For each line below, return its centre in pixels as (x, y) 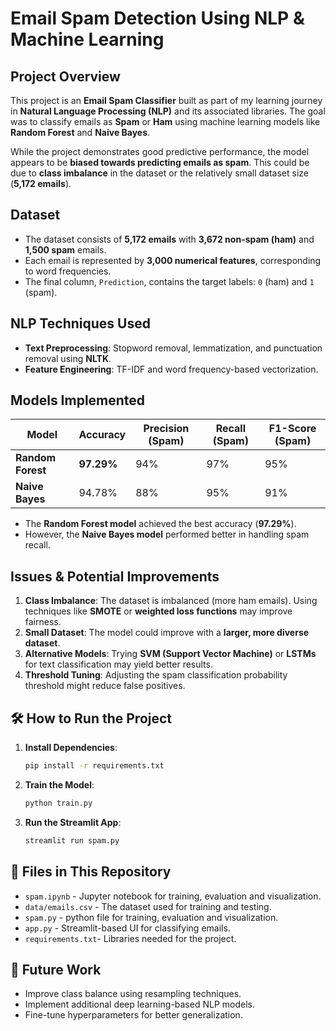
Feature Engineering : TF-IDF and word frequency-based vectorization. (171, 369)
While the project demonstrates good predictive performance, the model (160, 151)
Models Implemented (78, 400)
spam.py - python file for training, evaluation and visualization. (151, 917)
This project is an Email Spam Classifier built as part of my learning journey (166, 100)
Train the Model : (59, 784)
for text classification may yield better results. (118, 664)
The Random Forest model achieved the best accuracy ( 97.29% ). (160, 524)
